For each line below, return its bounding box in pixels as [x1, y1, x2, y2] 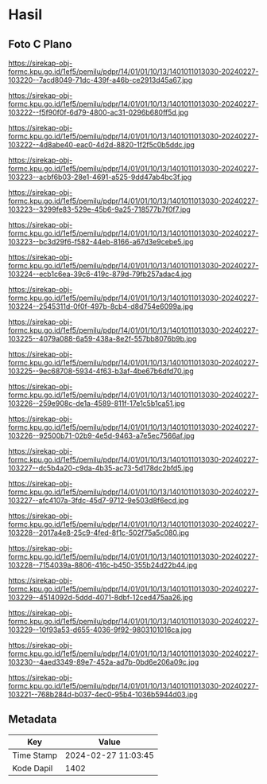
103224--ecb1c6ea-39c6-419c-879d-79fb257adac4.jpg [8, 269, 192, 279]
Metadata [8, 712, 57, 726]
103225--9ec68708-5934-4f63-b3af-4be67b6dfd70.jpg [8, 366, 194, 376]
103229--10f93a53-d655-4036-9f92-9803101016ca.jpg [8, 625, 192, 634]
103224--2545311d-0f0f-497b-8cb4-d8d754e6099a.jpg [8, 302, 194, 311]
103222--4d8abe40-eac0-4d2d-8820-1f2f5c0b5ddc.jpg [8, 140, 195, 149]
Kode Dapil [12, 763, 53, 774]
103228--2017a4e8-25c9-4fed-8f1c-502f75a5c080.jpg [8, 528, 189, 537]
